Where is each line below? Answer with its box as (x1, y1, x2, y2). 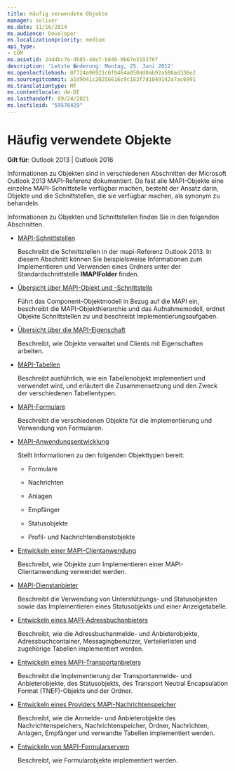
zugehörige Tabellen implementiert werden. (17, 644, 144, 653)
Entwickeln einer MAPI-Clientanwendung (17, 546, 137, 554)
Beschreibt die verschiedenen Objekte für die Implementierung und (17, 416, 213, 424)
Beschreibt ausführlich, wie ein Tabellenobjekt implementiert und (17, 374, 206, 382)
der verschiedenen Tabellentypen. (17, 388, 117, 397)
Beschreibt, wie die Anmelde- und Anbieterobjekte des (17, 713, 176, 722)
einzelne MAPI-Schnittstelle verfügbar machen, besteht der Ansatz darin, (7, 184, 219, 192)
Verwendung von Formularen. (17, 423, 104, 432)
